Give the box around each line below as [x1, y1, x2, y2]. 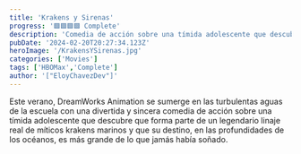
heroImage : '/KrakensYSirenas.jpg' [9, 47, 142, 56]
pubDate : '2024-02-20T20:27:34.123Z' [9, 38, 150, 47]
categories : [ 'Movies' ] [9, 55, 99, 64]
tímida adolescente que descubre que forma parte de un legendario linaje [9, 115, 280, 125]
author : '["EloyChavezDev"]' [9, 72, 118, 81]
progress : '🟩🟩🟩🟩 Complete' [9, 21, 121, 30]
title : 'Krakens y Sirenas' [9, 13, 115, 22]
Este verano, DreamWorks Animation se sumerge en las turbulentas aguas [9, 96, 283, 107]
